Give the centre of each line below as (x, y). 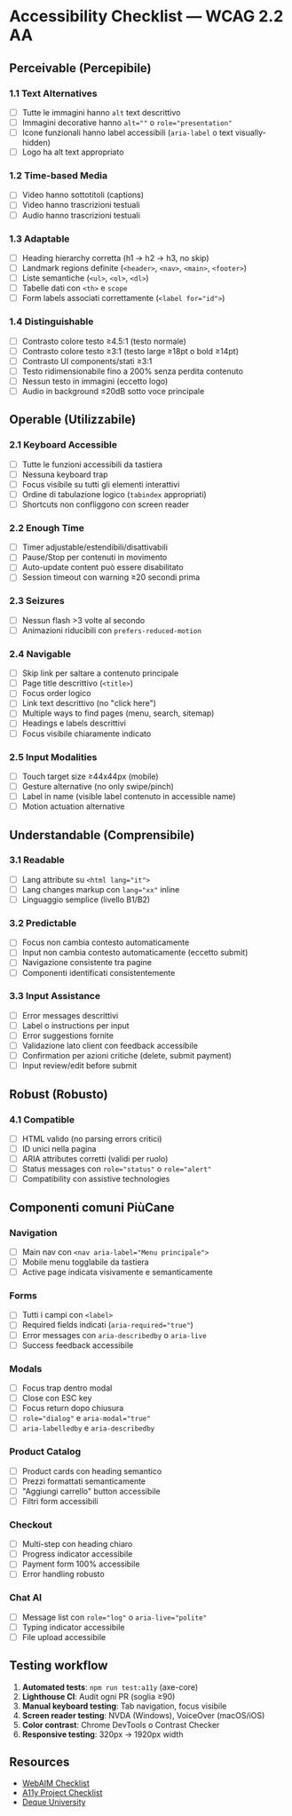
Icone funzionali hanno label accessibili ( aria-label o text (127, 132)
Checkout (31, 1525)
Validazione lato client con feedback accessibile (110, 1046)
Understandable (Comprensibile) (102, 835)
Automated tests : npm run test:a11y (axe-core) (110, 1687)
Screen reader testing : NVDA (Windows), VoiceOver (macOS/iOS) (143, 1715)
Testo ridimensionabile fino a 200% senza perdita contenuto (133, 371)
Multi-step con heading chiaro (77, 1544)
